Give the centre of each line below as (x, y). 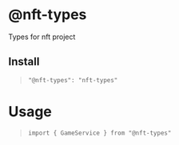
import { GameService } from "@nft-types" (99, 133)
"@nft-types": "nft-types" (73, 80)
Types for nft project (42, 37)
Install (24, 62)
